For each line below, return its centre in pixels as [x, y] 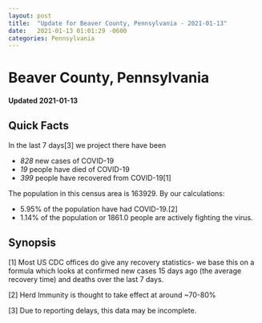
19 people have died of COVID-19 [75, 169]
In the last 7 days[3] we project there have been [87, 145]
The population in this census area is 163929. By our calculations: [117, 193]
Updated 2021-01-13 [43, 100]
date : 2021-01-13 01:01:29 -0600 [68, 31]
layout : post [30, 16]
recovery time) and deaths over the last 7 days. [86, 279]
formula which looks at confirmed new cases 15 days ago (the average [125, 271]
